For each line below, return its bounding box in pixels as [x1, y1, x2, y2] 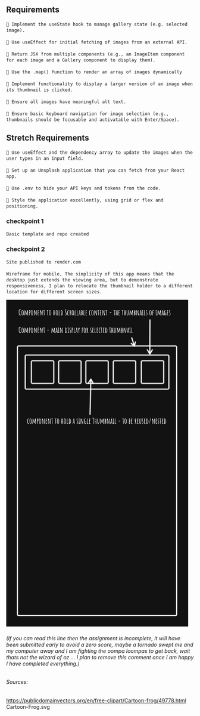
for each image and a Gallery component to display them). [6, 57, 156, 63]
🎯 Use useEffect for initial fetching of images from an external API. [6, 39, 187, 45]
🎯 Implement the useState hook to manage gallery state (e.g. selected [6, 21, 187, 27]
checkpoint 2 [6, 244, 45, 253]
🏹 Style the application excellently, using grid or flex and [6, 197, 164, 203]
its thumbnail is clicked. [6, 86, 73, 93]
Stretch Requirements [6, 133, 89, 143]
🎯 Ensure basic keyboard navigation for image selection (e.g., [6, 110, 169, 117]
